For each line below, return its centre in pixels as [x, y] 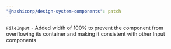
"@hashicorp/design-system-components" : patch [64, 11]
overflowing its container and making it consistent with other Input [85, 34]
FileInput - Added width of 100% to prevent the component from [85, 28]
